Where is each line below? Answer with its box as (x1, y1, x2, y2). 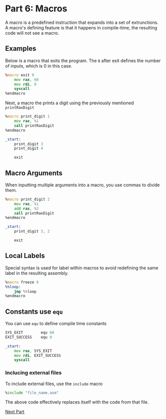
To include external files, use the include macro (5, 381, 103, 387)
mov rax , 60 (14, 77, 39, 82)
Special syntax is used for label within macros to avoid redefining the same (5, 264, 159, 271)
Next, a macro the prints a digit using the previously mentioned (5, 100, 134, 106)
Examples (5, 44, 36, 53)
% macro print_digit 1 (5, 114, 50, 119)
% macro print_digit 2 (5, 197, 50, 202)
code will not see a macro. (5, 30, 59, 36)
